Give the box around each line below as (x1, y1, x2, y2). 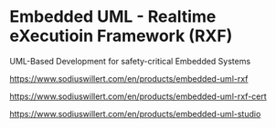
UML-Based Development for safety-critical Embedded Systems (9, 55, 251, 66)
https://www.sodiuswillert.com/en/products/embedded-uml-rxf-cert (9, 91, 267, 102)
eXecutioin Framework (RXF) (9, 25, 233, 46)
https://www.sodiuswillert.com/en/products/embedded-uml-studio (9, 108, 261, 119)
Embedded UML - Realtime (9, 6, 217, 27)
